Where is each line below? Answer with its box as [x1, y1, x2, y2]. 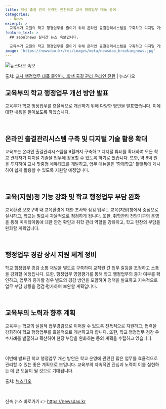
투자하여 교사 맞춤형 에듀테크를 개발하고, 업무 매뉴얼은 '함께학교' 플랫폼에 [10, 161, 152, 167]
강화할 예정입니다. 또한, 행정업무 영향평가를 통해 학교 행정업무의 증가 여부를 [10, 271, 156, 277]
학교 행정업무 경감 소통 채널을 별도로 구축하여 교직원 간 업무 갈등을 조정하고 [5, 265, 150, 271]
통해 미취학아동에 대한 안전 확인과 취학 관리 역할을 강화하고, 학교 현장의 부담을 [10, 219, 161, 225]
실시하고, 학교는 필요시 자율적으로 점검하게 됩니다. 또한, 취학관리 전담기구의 [5, 213, 150, 219]
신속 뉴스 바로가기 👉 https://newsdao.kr [5, 398, 86, 404]
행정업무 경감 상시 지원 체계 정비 [5, 251, 97, 259]
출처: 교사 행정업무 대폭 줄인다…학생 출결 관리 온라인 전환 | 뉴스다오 [5, 73, 135, 79]
